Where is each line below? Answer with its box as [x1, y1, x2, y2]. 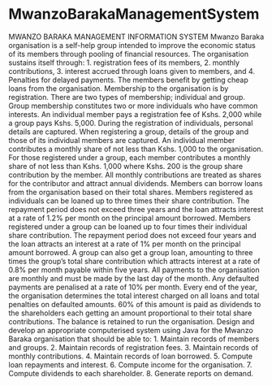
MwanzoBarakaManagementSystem [8, 5, 260, 24]
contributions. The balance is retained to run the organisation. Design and [8, 316, 255, 326]
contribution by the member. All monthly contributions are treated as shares [8, 170, 261, 180]
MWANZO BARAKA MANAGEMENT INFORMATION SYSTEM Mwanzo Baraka [8, 32, 265, 41]
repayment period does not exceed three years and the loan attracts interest [8, 204, 264, 214]
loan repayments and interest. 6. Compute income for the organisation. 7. [8, 359, 253, 370]
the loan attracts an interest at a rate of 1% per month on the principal [8, 239, 241, 249]
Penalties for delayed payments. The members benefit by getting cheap [8, 75, 249, 85]
